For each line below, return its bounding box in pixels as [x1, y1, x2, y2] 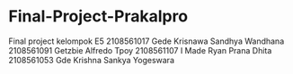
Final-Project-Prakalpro [8, 6, 189, 27]
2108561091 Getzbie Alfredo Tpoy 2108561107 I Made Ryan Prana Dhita [8, 45, 272, 55]
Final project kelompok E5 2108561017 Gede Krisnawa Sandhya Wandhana [8, 36, 285, 46]
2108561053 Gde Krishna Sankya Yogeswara [8, 54, 174, 65]
